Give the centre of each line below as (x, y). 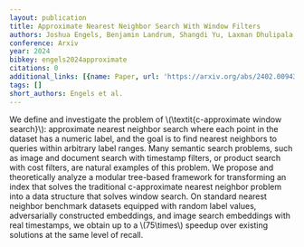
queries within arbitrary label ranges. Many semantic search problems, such (151, 148)
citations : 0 (34, 69)
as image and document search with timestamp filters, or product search (145, 157)
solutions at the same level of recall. (76, 234)
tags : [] (26, 85)
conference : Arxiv (44, 43)
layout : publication (48, 18)
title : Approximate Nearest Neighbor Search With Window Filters (135, 26)
